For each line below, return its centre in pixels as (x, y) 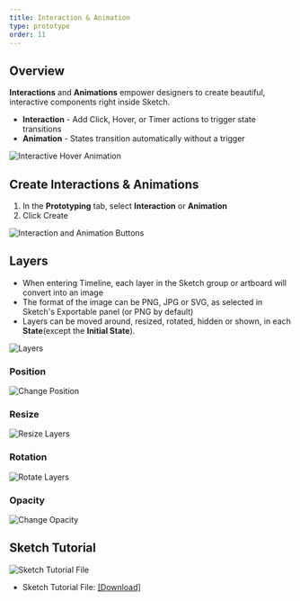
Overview (37, 71)
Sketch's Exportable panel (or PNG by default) (108, 311)
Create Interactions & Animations (104, 184)
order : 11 (28, 34)
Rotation (28, 457)
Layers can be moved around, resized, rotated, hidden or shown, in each (157, 321)
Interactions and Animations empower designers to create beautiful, (137, 93)
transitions (42, 129)
